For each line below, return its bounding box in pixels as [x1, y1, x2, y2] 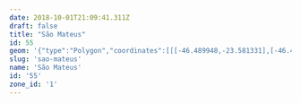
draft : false [9, 21, 58, 30]
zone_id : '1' [9, 80, 58, 89]
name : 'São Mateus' [9, 64, 82, 73]
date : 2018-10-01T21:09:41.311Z [9, 13, 130, 22]
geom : [9, 47, 30, 56]
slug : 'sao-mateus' [9, 55, 82, 64]
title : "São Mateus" [9, 30, 87, 39]
